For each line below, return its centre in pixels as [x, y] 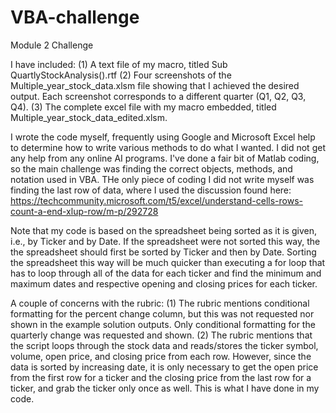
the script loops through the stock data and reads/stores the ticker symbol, [164, 345]
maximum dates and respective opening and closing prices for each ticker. [164, 283]
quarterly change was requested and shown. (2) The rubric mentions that [161, 335]
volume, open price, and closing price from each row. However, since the [161, 356]
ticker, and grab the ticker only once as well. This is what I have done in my [165, 388]
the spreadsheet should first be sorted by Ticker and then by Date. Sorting [163, 252]
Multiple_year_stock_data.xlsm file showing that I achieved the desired [155, 85]
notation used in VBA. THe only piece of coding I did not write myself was [162, 179]
